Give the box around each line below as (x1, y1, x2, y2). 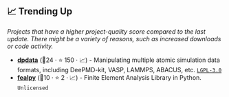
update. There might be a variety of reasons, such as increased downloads (7, 34, 221, 43)
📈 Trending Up (7, 6, 73, 17)
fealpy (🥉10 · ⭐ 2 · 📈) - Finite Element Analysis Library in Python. (17, 73, 201, 81)
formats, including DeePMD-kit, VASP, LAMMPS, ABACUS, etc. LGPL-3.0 (17, 65, 222, 74)
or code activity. (7, 42, 54, 50)
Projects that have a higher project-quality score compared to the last (7, 27, 206, 36)
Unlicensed (17, 85, 49, 91)
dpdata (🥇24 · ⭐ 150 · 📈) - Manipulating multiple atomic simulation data (17, 56, 220, 64)
